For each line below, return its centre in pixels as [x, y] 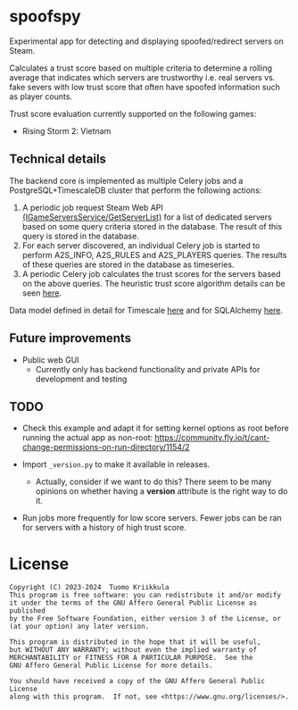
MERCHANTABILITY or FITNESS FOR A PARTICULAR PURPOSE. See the [131, 658]
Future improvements [70, 338]
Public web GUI [50, 360]
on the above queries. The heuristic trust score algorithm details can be [153, 283]
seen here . [42, 293]
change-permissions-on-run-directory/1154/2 [106, 447]
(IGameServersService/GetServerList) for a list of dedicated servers [147, 217]
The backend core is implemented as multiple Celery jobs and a [126, 180]
